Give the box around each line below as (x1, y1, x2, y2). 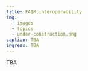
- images (11, 20, 34, 26)
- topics (11, 25, 34, 32)
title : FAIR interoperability (6, 8, 83, 15)
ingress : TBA (6, 43, 39, 49)
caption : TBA (6, 37, 39, 43)
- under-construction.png (11, 31, 77, 37)
